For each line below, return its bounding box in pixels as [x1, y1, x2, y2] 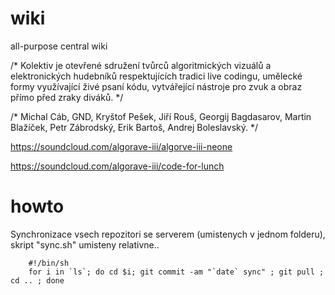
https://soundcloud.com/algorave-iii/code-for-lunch [10, 160, 225, 172]
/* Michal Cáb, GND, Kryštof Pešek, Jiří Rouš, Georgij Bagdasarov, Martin [10, 110, 312, 122]
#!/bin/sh [28, 258, 70, 268]
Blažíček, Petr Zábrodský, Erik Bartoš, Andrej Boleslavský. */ [10, 121, 259, 133]
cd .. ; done [10, 275, 65, 286]
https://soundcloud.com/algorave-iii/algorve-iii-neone [10, 140, 233, 152]
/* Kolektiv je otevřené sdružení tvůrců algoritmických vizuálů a [10, 59, 272, 71]
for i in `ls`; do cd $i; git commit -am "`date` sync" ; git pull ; [28, 267, 325, 277]
